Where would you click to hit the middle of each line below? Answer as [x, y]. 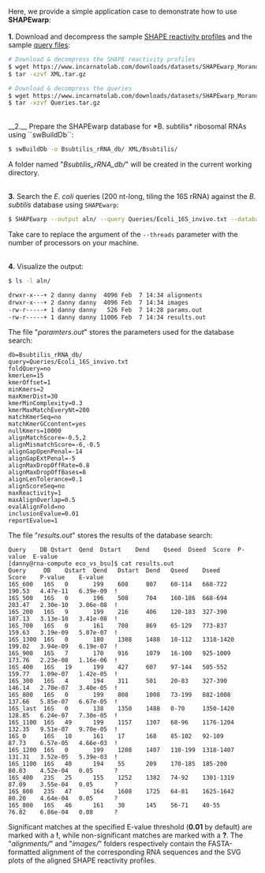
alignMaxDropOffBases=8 [47, 473]
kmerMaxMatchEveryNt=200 [49, 410]
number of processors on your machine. [74, 243]
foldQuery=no [30, 369]
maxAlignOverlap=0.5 [42, 500]
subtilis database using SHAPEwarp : [63, 205]
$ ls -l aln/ [30, 281]
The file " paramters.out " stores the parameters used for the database [121, 332]
